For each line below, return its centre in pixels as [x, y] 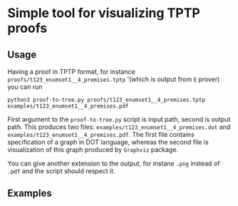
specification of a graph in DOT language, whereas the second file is [108, 142]
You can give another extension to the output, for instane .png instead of [114, 163]
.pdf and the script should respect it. [61, 171]
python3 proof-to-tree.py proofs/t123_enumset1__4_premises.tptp [106, 100]
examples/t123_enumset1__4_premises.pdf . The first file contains [101, 134]
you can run [25, 87]
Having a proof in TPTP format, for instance [71, 72]
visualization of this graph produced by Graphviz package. [93, 150]
